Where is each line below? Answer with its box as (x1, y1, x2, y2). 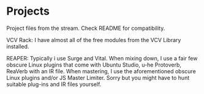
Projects (6, 4, 50, 18)
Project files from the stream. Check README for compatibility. (6, 24, 165, 32)
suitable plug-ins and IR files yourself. (6, 81, 102, 88)
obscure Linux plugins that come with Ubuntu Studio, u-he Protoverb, (6, 61, 182, 68)
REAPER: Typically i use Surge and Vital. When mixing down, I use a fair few (6, 54, 198, 62)
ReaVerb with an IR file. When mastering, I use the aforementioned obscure (6, 67, 196, 74)
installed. (6, 43, 29, 50)
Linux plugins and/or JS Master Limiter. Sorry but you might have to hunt (6, 74, 190, 81)
